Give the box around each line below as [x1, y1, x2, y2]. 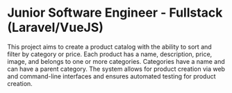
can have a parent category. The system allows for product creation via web [7, 65, 226, 73]
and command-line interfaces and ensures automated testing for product [7, 71, 216, 81]
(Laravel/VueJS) [7, 19, 104, 35]
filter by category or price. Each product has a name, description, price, [7, 50, 213, 58]
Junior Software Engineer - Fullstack [7, 5, 223, 21]
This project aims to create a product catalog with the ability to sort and [7, 42, 212, 51]
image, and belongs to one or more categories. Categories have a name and [7, 57, 226, 65]
